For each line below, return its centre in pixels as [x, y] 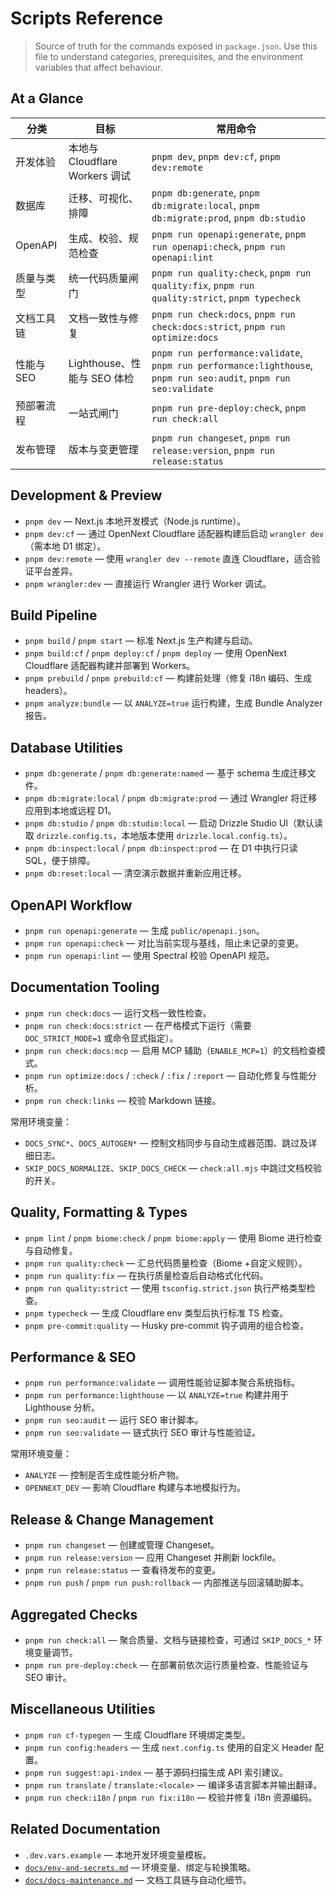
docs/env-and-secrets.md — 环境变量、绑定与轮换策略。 [140, 1867]
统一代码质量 [98, 278]
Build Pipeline [54, 615]
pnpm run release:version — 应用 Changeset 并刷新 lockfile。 [153, 1558]
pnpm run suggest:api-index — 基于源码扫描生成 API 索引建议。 [156, 1772]
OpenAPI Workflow [71, 905]
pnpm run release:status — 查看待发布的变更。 [123, 1570]
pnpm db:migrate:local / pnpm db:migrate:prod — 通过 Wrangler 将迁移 [171, 798]
